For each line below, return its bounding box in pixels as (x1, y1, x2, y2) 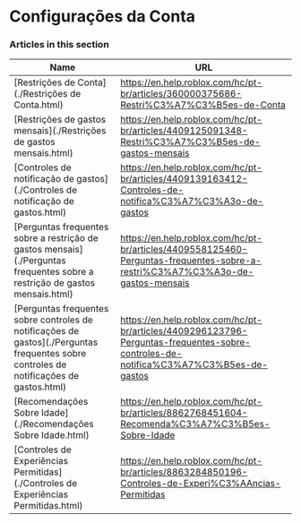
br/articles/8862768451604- (120, 407, 248, 419)
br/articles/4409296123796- (120, 325, 248, 338)
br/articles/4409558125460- (120, 244, 248, 256)
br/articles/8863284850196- (120, 466, 248, 478)
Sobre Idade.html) (13, 429, 90, 442)
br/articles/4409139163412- (120, 173, 248, 185)
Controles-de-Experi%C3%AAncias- (120, 477, 281, 490)
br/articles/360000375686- (120, 88, 243, 100)
